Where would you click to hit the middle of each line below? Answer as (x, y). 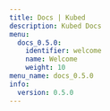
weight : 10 (46, 68)
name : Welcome (51, 59)
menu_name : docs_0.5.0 (51, 76)
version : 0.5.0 (46, 92)
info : (19, 84)
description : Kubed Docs (55, 26)
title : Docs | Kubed (48, 17)
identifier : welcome (63, 51)
